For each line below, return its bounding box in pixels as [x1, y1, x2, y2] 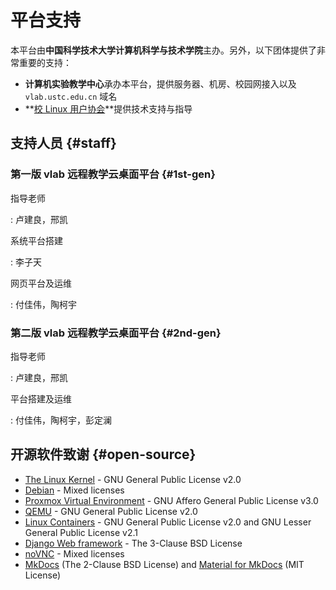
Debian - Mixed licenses [24, 484, 125, 496]
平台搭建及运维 [10, 392, 72, 405]
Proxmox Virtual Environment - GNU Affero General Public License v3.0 [24, 494, 319, 506]
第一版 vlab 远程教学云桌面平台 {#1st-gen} [10, 167, 216, 181]
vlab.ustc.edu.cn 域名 [24, 90, 118, 102]
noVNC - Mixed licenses [24, 547, 125, 560]
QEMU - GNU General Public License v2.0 [24, 505, 198, 517]
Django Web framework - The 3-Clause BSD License [24, 537, 243, 549]
